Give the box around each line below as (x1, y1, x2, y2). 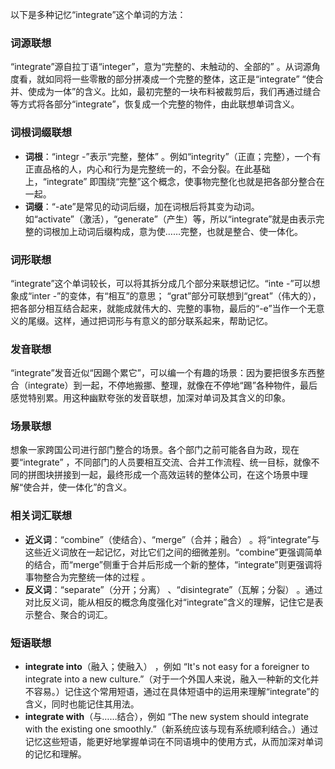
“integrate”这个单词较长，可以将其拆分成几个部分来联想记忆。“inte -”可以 (10, 277, 312, 289)
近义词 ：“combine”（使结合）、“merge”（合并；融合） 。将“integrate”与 (24, 533, 320, 545)
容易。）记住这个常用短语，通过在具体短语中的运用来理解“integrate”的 (33, 686, 320, 698)
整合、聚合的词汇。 (33, 608, 113, 620)
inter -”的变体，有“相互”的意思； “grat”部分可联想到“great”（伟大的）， (31, 289, 322, 302)
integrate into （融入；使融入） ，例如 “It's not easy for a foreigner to (24, 661, 310, 673)
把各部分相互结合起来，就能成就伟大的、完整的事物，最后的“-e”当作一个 (10, 302, 308, 314)
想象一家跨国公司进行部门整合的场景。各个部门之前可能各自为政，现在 (10, 444, 300, 456)
